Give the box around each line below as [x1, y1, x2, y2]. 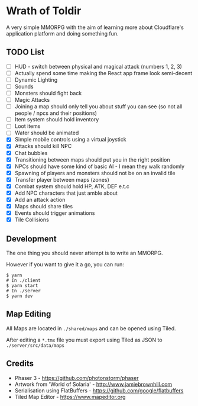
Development [6, 234, 57, 244]
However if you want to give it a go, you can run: [6, 261, 124, 268]
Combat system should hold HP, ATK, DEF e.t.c [14, 182, 130, 190]
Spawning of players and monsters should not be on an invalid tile [14, 169, 176, 176]
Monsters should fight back [14, 90, 82, 96]
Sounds [14, 83, 34, 90]
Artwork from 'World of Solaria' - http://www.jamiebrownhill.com [14, 381, 173, 388]
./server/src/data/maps [6, 342, 65, 349]
